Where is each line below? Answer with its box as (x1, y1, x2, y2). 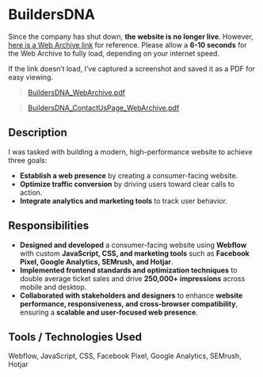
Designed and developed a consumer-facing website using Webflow (19, 240, 247, 249)
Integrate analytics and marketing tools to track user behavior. (19, 196, 228, 205)
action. (19, 188, 43, 197)
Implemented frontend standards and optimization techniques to (19, 265, 238, 275)
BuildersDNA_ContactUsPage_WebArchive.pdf (27, 103, 180, 112)
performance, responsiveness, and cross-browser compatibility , (19, 299, 238, 308)
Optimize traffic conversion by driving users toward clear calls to (19, 179, 235, 188)
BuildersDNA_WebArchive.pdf (27, 87, 125, 97)
